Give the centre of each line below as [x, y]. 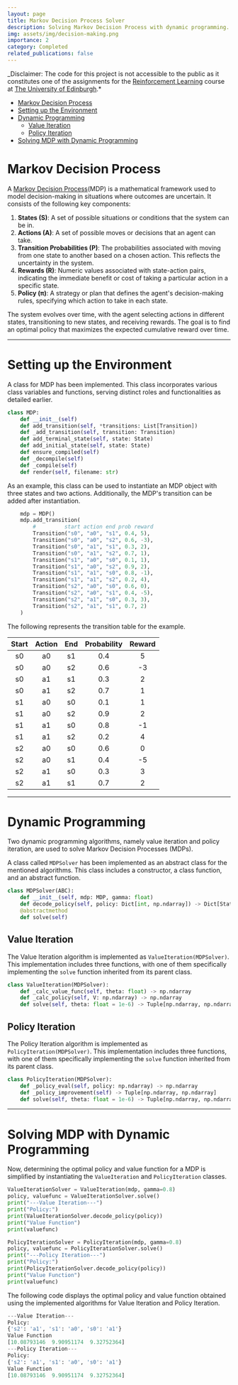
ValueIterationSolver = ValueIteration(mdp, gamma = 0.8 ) [91, 1190]
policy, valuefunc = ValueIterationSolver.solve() [84, 1196]
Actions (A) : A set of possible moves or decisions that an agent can [117, 232]
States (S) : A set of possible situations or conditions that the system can [123, 217]
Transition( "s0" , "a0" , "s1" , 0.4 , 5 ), [92, 533]
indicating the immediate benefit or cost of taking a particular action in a [123, 278]
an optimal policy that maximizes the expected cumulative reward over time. [118, 329]
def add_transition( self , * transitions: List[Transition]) [109, 426]
